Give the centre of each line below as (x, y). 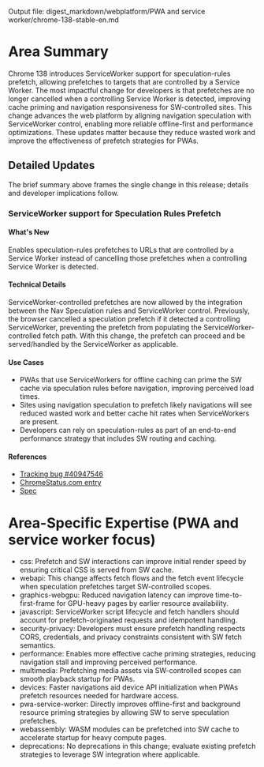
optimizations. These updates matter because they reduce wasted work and (132, 132)
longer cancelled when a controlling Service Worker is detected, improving (129, 99)
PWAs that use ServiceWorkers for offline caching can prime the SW (131, 380)
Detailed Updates (52, 165)
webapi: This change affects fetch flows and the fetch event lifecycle (132, 578)
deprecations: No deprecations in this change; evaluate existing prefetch (138, 746)
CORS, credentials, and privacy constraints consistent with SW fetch (131, 637)
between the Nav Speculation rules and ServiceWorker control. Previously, (129, 310)
